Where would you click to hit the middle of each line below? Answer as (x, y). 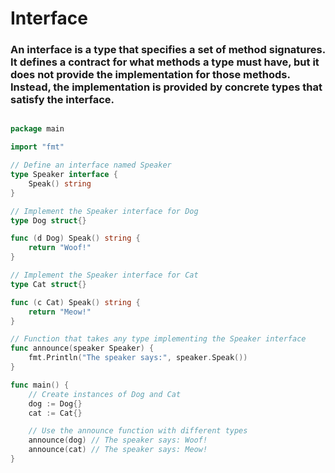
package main (37, 129)
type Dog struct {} (48, 220)
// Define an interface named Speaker (91, 165)
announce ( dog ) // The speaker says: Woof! (118, 440)
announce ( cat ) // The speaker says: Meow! (118, 450)
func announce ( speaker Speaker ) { (82, 348)
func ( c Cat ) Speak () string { (75, 302)
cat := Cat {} (55, 413)
